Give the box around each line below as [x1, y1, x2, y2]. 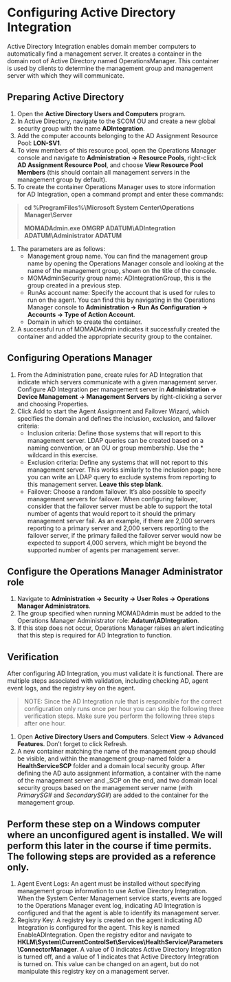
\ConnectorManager [16, 946, 77, 953]
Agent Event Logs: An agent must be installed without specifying [16, 880, 201, 888]
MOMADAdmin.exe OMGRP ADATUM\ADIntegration [23, 223, 176, 232]
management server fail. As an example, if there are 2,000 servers [27, 516, 215, 525]
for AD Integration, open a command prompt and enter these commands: [16, 190, 224, 198]
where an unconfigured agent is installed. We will [7, 829, 223, 840]
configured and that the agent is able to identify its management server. [16, 909, 221, 917]
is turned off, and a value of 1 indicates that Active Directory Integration [16, 952, 219, 961]
